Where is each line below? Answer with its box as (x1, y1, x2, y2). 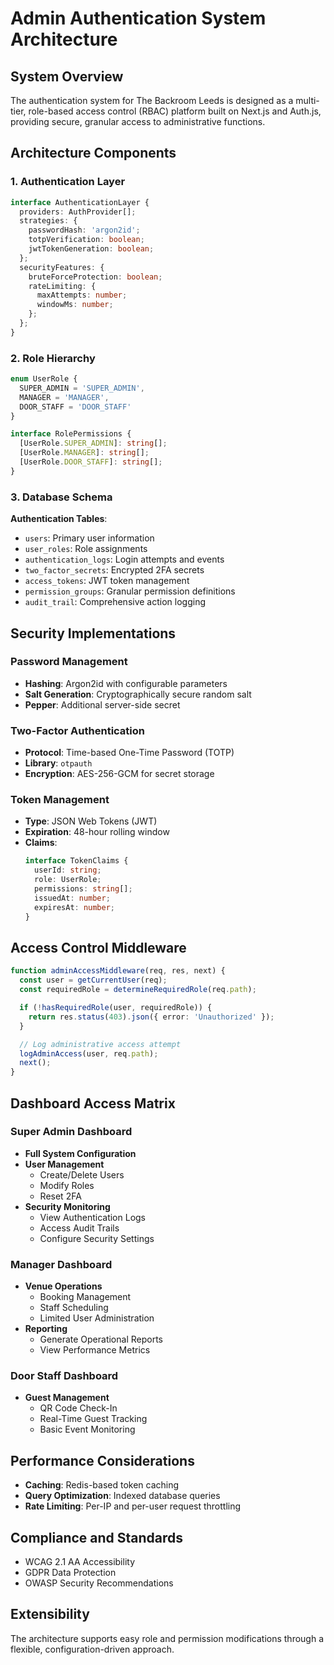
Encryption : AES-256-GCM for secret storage (24, 768, 215, 780)
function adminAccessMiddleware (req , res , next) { (10, 966, 226, 976)
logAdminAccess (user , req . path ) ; (19, 1048, 159, 1059)
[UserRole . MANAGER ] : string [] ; (19, 448, 150, 458)
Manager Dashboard (10, 1257, 113, 1271)
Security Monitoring (24, 1200, 111, 1212)
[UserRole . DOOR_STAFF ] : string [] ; (19, 457, 163, 467)
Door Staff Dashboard (10, 1369, 119, 1383)
